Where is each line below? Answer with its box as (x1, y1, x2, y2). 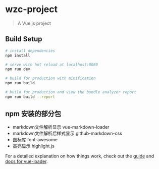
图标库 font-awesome (12, 136, 58, 142)
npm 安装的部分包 (5, 109, 62, 118)
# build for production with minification (5, 76, 96, 81)
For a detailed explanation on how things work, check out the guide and (5, 153, 154, 159)
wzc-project (5, 4, 58, 15)
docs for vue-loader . (5, 158, 48, 164)
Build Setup (5, 35, 42, 43)
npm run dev (5, 67, 30, 72)
